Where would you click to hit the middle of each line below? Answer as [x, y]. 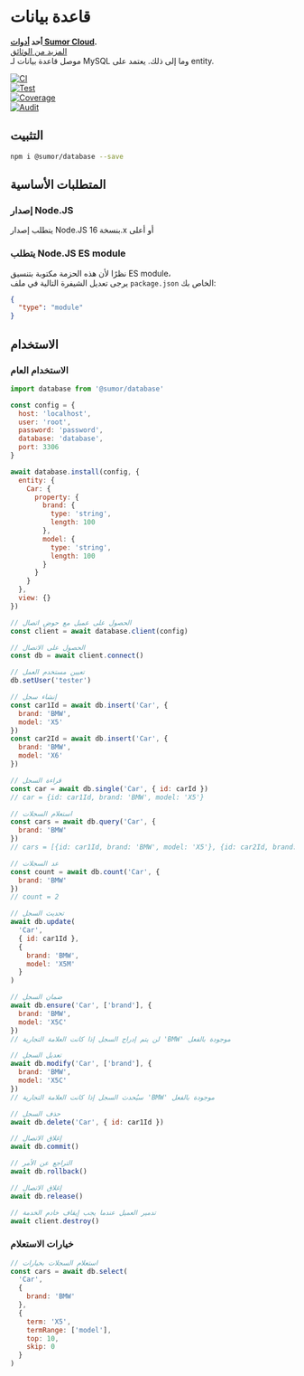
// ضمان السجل [37, 997]
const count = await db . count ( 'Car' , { [85, 872]
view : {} [35, 598]
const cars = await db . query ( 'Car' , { [83, 822]
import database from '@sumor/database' [88, 389]
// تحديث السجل [37, 914]
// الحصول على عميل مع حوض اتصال [71, 622]
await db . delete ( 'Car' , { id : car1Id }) [88, 1122]
